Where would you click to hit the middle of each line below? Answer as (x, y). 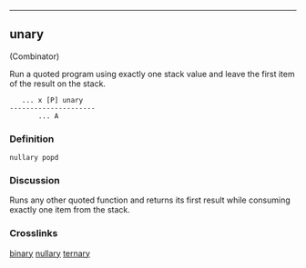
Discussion (35, 181)
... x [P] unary (52, 100)
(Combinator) (35, 56)
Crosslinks (34, 233)
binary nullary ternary (50, 253)
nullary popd (34, 158)
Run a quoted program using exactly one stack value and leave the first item (152, 74)
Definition (32, 139)
